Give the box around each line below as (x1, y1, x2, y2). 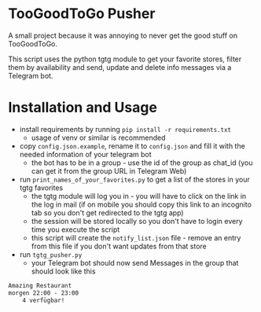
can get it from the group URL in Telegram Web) (31, 166, 187, 175)
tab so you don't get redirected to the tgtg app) (31, 207, 184, 217)
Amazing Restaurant (8, 281, 72, 289)
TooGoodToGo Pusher (8, 5, 156, 23)
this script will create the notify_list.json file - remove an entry (31, 233, 241, 242)
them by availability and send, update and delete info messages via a (8, 62, 232, 72)
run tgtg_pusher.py (19, 249, 83, 259)
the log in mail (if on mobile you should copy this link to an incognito (31, 200, 252, 209)
